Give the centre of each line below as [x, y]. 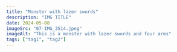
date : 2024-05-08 [28, 23]
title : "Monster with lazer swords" [52, 12]
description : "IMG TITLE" [39, 17]
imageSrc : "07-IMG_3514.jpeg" [44, 28]
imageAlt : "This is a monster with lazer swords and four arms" [89, 34]
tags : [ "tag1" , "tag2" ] [36, 39]
